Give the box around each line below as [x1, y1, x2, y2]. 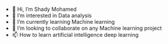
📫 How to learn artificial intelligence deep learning [11, 32, 139, 38]
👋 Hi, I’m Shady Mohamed [11, 6, 77, 12]
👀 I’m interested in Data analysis [11, 12, 92, 19]
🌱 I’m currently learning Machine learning [11, 18, 115, 25]
